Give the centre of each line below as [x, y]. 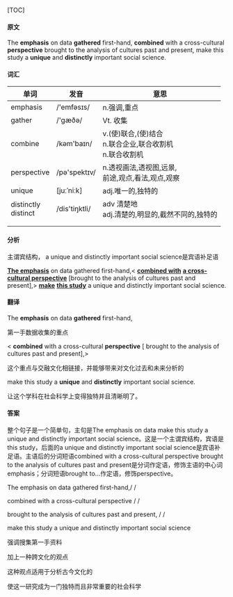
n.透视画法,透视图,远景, [140, 167]
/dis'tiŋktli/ [73, 209]
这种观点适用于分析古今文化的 [50, 572]
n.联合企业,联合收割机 [138, 144]
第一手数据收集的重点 [38, 332]
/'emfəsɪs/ [73, 107]
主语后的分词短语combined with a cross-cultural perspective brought [124, 456]
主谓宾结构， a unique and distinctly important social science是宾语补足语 [113, 256]
